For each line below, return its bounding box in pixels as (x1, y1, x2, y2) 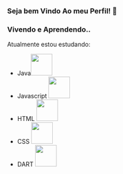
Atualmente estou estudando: (7, 41, 91, 49)
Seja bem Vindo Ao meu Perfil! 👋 (7, 6, 118, 16)
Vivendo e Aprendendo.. (7, 24, 91, 34)
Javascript (16, 92, 47, 100)
